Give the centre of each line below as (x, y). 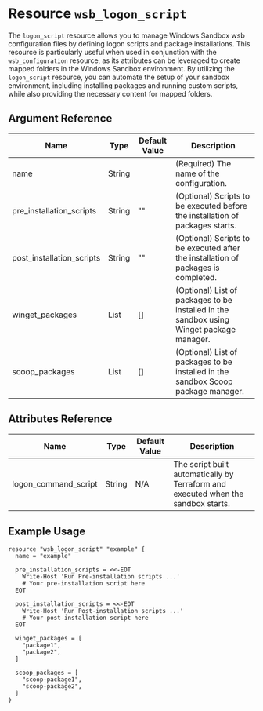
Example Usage (47, 531)
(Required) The (203, 163)
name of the (197, 173)
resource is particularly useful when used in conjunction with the (112, 52)
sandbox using (202, 319)
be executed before (211, 206)
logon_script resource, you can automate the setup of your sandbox (119, 77)
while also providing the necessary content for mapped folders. (110, 93)
